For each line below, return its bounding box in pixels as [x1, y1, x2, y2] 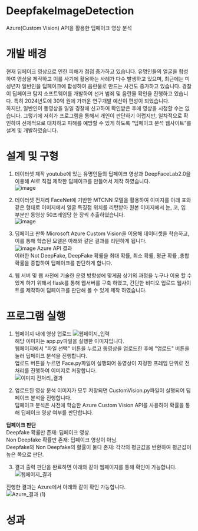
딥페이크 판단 [6, 421, 37, 428]
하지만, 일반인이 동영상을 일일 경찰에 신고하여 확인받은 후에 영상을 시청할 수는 [6, 104, 184, 111]
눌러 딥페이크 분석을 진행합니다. [14, 352, 87, 359]
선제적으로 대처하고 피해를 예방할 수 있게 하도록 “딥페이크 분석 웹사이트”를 [21, 119, 192, 126]
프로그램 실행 [6, 309, 66, 322]
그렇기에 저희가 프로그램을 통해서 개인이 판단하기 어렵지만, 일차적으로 [23, 112, 183, 119]
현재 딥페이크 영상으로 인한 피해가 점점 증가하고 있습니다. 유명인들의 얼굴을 [6, 68, 178, 75]
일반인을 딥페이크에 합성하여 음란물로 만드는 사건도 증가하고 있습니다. [21, 83, 181, 90]
